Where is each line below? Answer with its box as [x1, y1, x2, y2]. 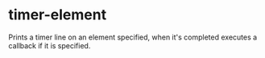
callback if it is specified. [8, 40, 91, 50]
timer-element [8, 6, 107, 24]
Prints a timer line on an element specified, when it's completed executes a [8, 32, 258, 42]
